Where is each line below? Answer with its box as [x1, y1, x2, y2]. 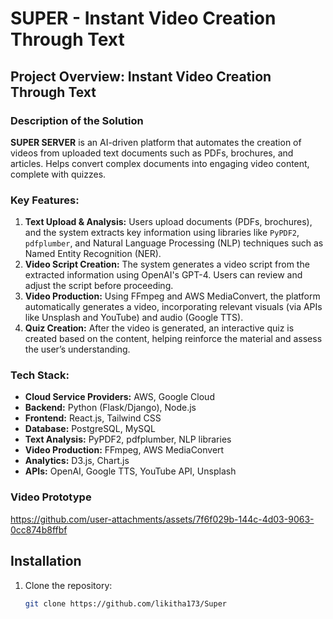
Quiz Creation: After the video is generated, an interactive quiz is [24, 322, 295, 334]
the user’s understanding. [24, 343, 131, 356]
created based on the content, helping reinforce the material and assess [24, 333, 323, 345]
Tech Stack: [10, 368, 70, 382]
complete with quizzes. [10, 168, 107, 180]
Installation [10, 553, 82, 570]
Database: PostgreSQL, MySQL [24, 423, 156, 435]
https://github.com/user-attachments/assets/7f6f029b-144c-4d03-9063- [10, 513, 315, 525]
